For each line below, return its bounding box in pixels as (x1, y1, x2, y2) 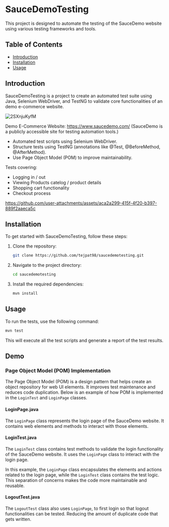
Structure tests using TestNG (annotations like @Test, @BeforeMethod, (12, 143, 160, 150)
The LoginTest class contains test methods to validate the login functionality (5, 445, 163, 452)
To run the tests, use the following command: (5, 318, 99, 325)
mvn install (12, 291, 38, 296)
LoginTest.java (5, 434, 37, 441)
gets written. (5, 516, 32, 522)
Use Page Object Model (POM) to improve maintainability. (12, 154, 133, 160)
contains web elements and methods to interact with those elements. (5, 423, 149, 429)
